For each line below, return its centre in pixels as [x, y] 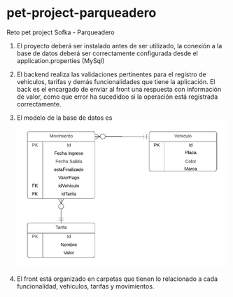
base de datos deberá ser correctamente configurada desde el [107, 53]
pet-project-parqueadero [82, 13]
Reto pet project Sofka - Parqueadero [61, 32]
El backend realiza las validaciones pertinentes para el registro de [112, 74]
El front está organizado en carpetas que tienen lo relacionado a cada [117, 279]
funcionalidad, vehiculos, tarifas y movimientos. [85, 286]
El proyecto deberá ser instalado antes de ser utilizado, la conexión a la [119, 46]
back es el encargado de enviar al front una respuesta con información [119, 89]
